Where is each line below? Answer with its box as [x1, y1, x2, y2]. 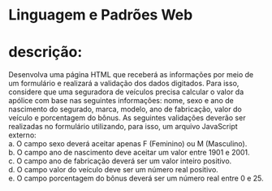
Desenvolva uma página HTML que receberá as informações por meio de [8, 70, 254, 80]
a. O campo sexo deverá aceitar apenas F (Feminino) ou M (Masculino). [8, 139, 248, 149]
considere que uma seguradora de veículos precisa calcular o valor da [8, 87, 244, 97]
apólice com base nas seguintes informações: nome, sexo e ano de [8, 96, 234, 106]
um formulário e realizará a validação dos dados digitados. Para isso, [8, 79, 240, 89]
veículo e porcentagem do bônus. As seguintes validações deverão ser [8, 113, 246, 123]
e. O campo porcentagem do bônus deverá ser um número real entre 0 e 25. [8, 173, 264, 184]
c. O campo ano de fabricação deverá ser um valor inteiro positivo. [8, 156, 232, 166]
